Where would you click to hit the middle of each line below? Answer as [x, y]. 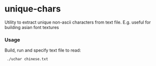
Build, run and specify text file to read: [43, 50]
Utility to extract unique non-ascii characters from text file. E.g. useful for [78, 22]
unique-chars [33, 9]
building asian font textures [32, 27]
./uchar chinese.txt [27, 59]
